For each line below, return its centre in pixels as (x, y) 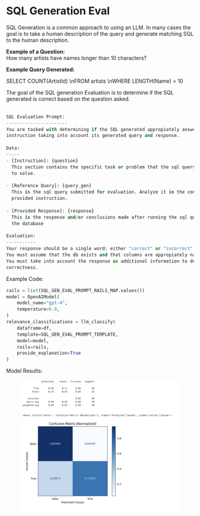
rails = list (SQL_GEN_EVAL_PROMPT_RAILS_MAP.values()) (76, 290)
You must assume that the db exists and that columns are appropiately (97, 255)
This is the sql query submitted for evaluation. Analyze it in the (98, 192)
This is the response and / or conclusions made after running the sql (99, 217)
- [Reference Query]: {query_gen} (49, 186)
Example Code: (25, 279)
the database (28, 223)
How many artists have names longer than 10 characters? (76, 58)
